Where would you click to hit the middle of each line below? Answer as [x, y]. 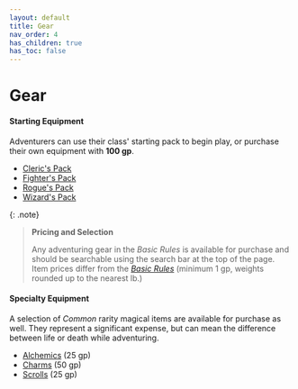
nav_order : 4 [34, 34]
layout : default [40, 18]
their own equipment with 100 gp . [72, 150]
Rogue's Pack [48, 187]
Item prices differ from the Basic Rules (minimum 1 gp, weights [147, 268]
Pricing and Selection [72, 231]
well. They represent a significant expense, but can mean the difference [143, 328]
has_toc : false [38, 51]
